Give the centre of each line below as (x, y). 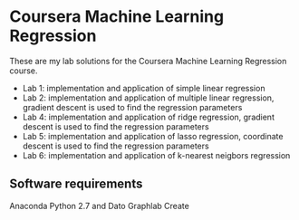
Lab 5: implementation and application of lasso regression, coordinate (153, 136)
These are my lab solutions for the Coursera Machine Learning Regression (148, 61)
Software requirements (76, 184)
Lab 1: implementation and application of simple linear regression (144, 88)
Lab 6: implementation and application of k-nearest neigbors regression (156, 155)
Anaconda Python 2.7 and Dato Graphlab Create (100, 206)
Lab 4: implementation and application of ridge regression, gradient (148, 117)
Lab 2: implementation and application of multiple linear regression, (148, 98)
